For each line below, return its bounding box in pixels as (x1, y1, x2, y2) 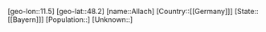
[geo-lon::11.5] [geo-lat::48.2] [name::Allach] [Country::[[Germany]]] (7, 7, 233, 16)
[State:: (234, 7, 259, 16)
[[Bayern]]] (7, 15, 44, 24)
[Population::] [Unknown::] (45, 15, 133, 24)
